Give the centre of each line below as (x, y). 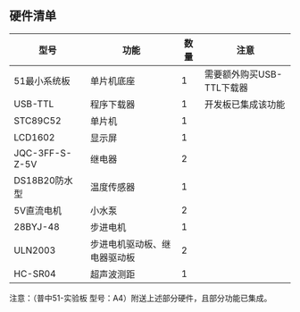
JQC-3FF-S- (43, 153)
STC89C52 (37, 121)
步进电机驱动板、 (126, 244)
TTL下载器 (226, 88)
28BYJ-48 (37, 226)
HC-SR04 (35, 274)
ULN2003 (35, 250)
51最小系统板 (42, 80)
